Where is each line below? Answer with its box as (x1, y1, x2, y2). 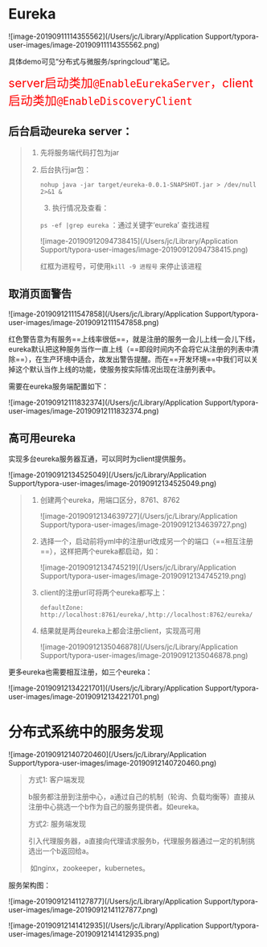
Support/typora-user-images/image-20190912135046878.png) (39, 651, 249, 661)
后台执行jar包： (39, 164, 92, 174)
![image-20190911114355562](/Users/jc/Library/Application (8, 31, 203, 41)
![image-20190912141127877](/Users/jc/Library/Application (8, 896, 203, 906)
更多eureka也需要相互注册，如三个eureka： (8, 667, 153, 677)
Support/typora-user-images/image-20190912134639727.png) (39, 520, 248, 529)
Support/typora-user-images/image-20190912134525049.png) (8, 479, 217, 488)
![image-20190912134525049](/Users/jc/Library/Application (8, 470, 207, 480)
